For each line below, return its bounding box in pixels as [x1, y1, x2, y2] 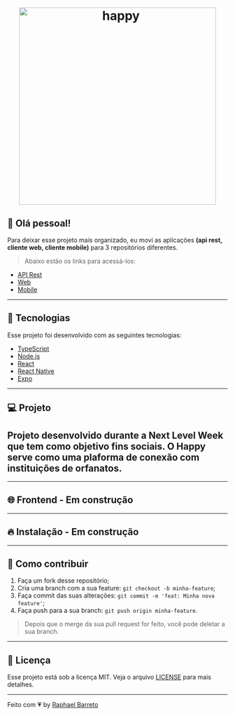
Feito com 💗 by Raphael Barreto [7, 701, 99, 709]
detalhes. [7, 680, 34, 689]
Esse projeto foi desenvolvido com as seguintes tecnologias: [7, 330, 182, 339]
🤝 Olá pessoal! [7, 217, 71, 229]
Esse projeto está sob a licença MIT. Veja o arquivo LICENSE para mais [7, 673, 212, 682]
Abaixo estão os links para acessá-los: [24, 257, 136, 265]
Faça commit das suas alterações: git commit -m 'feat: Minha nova [17, 591, 215, 600]
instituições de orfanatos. [7, 462, 122, 474]
